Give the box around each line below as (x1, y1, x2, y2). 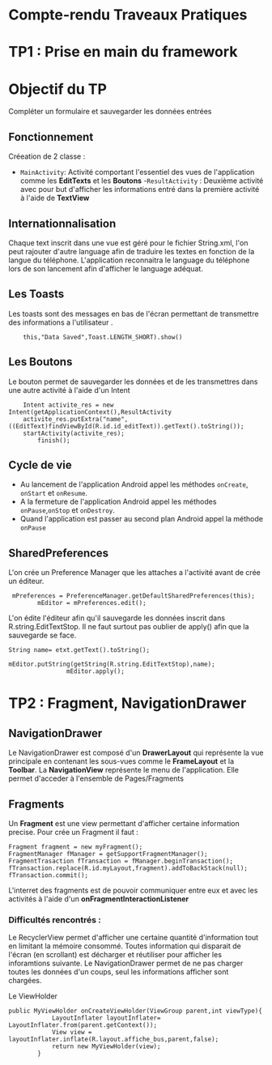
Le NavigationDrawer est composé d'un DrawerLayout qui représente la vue (8, 748, 264, 758)
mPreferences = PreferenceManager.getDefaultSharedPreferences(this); (11, 592, 255, 600)
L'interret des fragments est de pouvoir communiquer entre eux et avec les (8, 885, 258, 895)
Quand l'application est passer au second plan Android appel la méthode (19, 514, 263, 524)
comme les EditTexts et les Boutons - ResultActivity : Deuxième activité (19, 176, 264, 185)
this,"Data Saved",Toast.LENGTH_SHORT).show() (23, 333, 183, 341)
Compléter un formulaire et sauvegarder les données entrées (8, 107, 212, 117)
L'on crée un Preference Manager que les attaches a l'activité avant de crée (8, 568, 261, 577)
